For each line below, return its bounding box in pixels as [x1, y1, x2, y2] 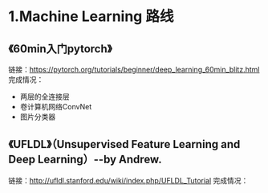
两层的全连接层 [19, 92, 70, 101]
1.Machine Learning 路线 [8, 7, 174, 26]
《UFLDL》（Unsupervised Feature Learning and [8, 138, 241, 151]
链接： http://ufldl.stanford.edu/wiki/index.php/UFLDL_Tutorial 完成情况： [8, 175, 249, 185]
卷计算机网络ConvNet [19, 102, 92, 111]
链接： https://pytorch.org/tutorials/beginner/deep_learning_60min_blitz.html [8, 65, 260, 74]
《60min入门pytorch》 [8, 42, 112, 55]
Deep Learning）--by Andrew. [8, 153, 162, 166]
